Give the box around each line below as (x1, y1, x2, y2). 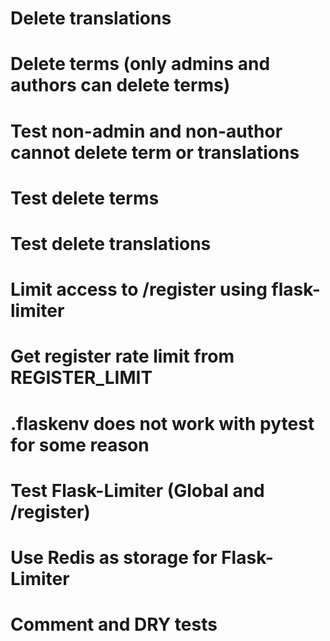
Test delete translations (10, 232, 212, 255)
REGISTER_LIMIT (10, 367, 153, 389)
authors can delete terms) (10, 74, 231, 97)
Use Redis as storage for (10, 546, 218, 569)
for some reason (10, 433, 150, 456)
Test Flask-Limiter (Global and (10, 479, 265, 502)
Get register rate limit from (10, 345, 235, 368)
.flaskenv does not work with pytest (10, 412, 315, 435)
